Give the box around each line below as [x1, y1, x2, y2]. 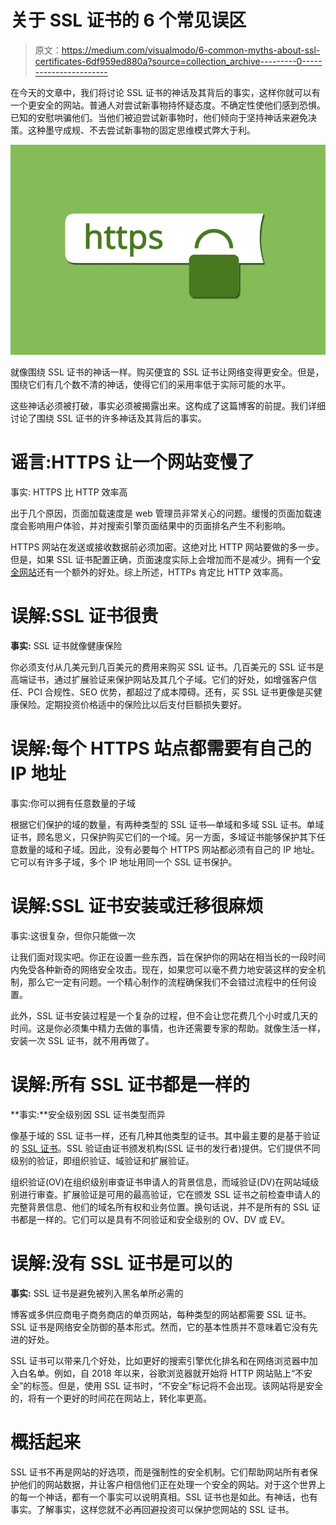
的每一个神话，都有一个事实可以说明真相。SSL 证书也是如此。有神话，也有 [10, 1491, 318, 1503]
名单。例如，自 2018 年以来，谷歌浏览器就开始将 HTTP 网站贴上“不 [27, 1367, 305, 1379]
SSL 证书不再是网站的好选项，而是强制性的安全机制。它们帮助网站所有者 [10, 1466, 310, 1478]
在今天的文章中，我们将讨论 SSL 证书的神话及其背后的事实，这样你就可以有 [10, 86, 321, 98]
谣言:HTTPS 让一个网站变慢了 [10, 451, 255, 474]
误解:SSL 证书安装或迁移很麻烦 [10, 894, 264, 917]
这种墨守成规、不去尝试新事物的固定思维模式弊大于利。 [27, 124, 256, 136]
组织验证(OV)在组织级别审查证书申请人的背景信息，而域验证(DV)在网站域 [10, 1176, 311, 1188]
